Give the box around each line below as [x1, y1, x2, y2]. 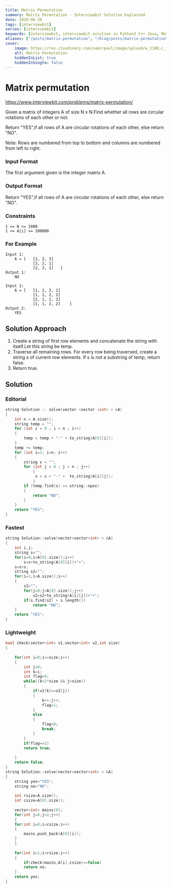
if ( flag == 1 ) [24, 741, 50, 746]
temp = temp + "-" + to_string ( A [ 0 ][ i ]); [24, 436, 114, 441]
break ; [41, 726, 56, 732]
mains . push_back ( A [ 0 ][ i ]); [24, 832, 81, 837]
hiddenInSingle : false [14, 60, 63, 65]
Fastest [5, 524, 25, 531]
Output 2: [5, 306, 27, 311]
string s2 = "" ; [14, 569, 45, 575]
